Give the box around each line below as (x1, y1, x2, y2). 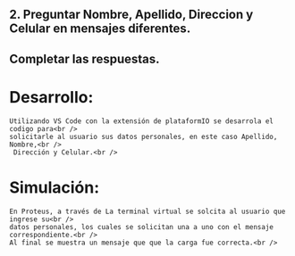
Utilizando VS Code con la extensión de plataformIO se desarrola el (9, 116, 274, 126)
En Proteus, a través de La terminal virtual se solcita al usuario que (9, 207, 286, 216)
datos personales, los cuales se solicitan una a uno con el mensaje (9, 222, 274, 231)
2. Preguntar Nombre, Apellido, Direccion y (9, 7, 254, 22)
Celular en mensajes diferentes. (9, 21, 191, 37)
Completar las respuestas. (9, 51, 160, 66)
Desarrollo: (9, 87, 94, 107)
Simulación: (9, 178, 100, 197)
